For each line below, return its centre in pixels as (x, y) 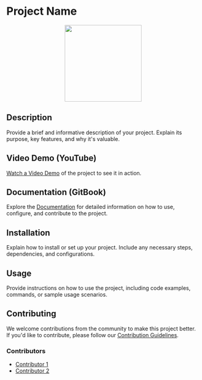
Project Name (42, 11)
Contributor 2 (32, 371)
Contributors (26, 351)
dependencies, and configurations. (51, 254)
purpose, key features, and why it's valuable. (63, 139)
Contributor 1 (32, 364)
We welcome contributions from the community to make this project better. (101, 329)
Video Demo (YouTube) (52, 158)
